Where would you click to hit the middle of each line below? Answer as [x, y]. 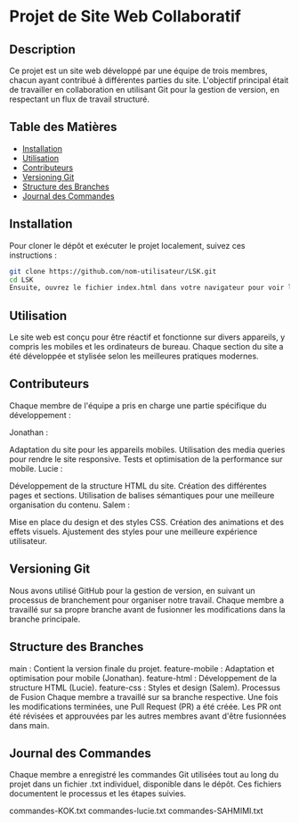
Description [42, 49]
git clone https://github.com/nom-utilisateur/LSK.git [113, 271]
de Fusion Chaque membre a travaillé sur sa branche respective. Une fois [144, 696]
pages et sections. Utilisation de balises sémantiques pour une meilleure [142, 495]
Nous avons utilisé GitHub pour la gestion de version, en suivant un [132, 590]
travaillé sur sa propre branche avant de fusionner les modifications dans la [148, 609]
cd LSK [21, 280]
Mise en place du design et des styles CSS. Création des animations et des [147, 522]
